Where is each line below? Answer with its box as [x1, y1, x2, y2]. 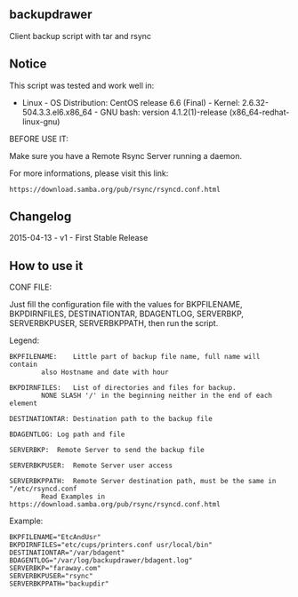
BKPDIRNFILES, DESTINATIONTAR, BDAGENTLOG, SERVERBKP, [9, 308, 245, 319]
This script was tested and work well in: [9, 80, 155, 91]
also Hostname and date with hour [41, 368, 169, 377]
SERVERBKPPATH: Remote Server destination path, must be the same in [9, 477, 277, 486]
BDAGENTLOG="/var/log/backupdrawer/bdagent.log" [9, 556, 193, 565]
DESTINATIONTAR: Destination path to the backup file [9, 415, 213, 424]
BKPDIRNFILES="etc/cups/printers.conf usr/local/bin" [9, 541, 213, 550]
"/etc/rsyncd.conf [9, 484, 77, 494]
